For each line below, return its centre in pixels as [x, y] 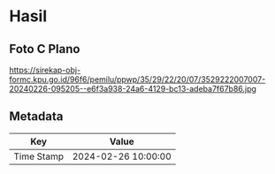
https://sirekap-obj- [45, 70]
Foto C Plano [45, 49]
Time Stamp [39, 156]
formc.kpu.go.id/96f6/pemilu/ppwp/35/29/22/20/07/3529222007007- [137, 79]
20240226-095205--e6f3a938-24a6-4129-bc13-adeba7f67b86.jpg [133, 89]
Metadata [36, 117]
